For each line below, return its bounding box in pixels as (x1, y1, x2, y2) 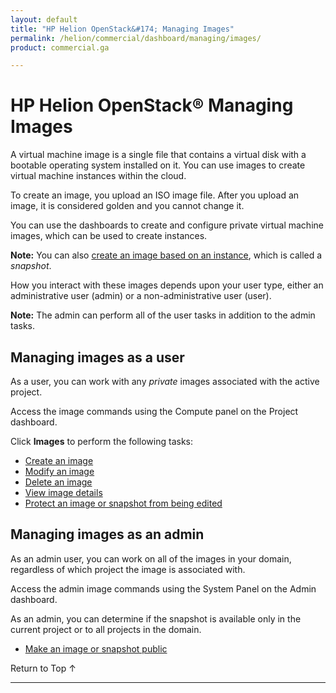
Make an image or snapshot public (24, 642, 168, 655)
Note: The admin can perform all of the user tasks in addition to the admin (10, 309, 316, 321)
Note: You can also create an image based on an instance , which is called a (10, 249, 323, 261)
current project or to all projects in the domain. (10, 623, 202, 635)
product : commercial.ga (10, 42, 110, 53)
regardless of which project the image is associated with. (10, 563, 246, 575)
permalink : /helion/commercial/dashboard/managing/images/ (10, 33, 262, 43)
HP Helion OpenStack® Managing (10, 94, 294, 117)
